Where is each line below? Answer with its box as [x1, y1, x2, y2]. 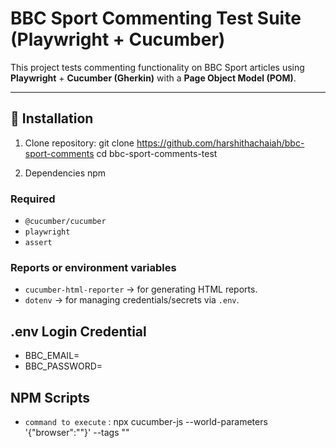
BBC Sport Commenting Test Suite [10, 7, 302, 30]
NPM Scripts [10, 389, 91, 406]
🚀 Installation [10, 110, 94, 127]
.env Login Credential [10, 323, 147, 340]
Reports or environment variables [10, 260, 177, 274]
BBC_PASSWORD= [24, 360, 103, 372]
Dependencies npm [24, 167, 107, 179]
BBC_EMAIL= [24, 350, 80, 362]
